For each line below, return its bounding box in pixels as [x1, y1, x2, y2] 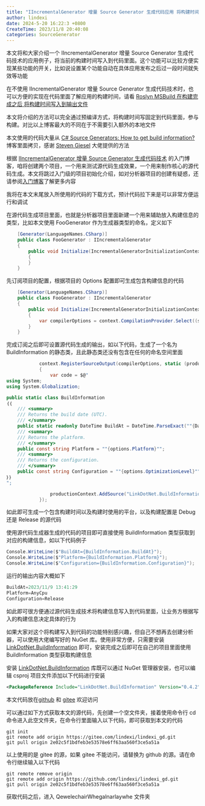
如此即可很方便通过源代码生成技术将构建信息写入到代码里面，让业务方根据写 [6, 607, 199, 615]
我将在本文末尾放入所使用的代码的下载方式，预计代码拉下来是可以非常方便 [6, 191, 193, 198]
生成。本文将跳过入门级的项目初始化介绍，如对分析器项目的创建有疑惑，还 [11, 170, 199, 177]
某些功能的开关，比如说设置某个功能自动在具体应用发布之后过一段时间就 [11, 65, 193, 72]
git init [6, 728, 29, 734]
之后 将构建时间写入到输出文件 [11, 100, 88, 108]
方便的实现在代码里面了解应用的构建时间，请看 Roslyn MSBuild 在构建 [16, 93, 193, 100]
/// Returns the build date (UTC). [17, 412, 108, 418]
